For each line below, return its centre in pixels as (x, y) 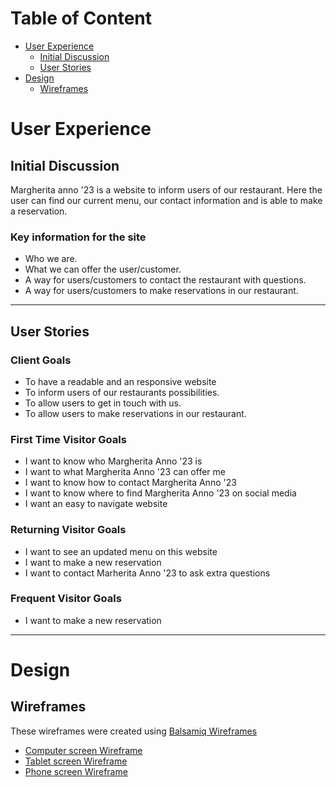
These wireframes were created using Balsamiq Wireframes (134, 731)
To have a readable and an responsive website (120, 381)
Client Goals (41, 360)
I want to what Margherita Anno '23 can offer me (125, 472)
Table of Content (81, 18)
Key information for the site (78, 237)
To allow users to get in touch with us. (103, 403)
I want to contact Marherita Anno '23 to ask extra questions (147, 573)
